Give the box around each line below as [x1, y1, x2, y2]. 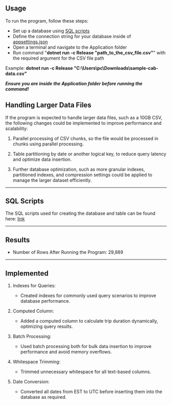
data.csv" [5, 70, 27, 77]
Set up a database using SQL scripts [12, 28, 90, 34]
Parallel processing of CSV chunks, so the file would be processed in [12, 135, 159, 141]
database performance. [20, 298, 71, 304]
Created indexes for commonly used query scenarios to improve [20, 292, 157, 299]
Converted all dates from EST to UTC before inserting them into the [20, 389, 162, 395]
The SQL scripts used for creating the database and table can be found [5, 210, 156, 216]
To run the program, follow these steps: [5, 17, 89, 24]
